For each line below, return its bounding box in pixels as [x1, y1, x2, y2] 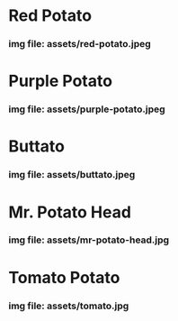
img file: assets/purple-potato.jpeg [8, 103, 165, 115]
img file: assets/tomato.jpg [8, 299, 129, 312]
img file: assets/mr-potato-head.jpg [8, 234, 170, 246]
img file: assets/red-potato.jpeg [8, 38, 152, 50]
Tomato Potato [8, 267, 120, 288]
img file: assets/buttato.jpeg [8, 169, 136, 181]
